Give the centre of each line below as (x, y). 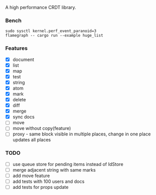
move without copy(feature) (42, 128)
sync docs (23, 117)
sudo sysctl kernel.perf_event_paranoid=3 (51, 31)
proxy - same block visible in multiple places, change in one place (82, 134)
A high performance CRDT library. (41, 7)
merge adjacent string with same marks (54, 170)
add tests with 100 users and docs (49, 181)
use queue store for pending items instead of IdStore (68, 164)
